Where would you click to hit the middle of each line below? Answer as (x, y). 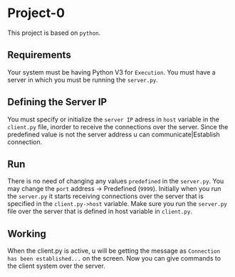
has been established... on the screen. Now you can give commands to (114, 259)
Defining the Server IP (57, 102)
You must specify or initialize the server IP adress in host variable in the (113, 119)
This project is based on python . (54, 33)
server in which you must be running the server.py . (83, 80)
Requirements (39, 55)
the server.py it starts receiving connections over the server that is (106, 196)
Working (27, 233)
